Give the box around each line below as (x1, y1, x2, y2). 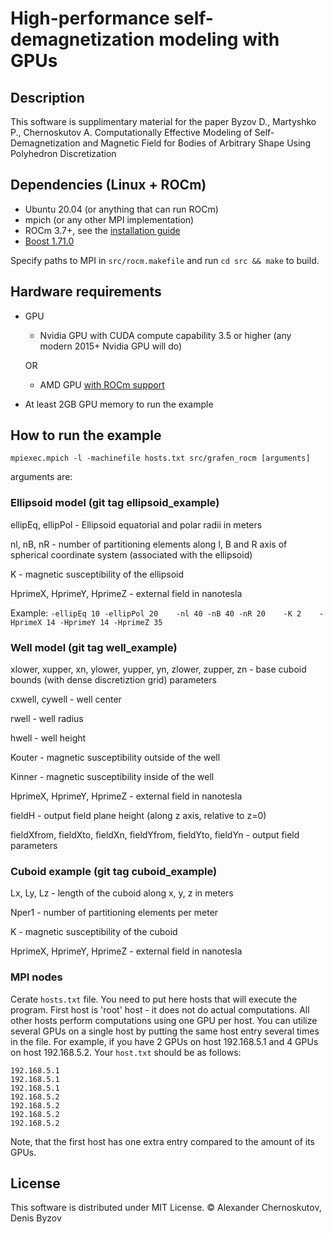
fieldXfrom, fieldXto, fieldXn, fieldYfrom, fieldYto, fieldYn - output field (10, 829, 300, 841)
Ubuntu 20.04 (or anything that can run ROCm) (24, 203, 219, 215)
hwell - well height (10, 732, 87, 744)
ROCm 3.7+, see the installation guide (24, 224, 181, 236)
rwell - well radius (10, 713, 84, 725)
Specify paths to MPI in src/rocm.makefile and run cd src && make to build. (10, 254, 320, 266)
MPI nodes (10, 970, 63, 984)
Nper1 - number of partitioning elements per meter (10, 907, 219, 919)
